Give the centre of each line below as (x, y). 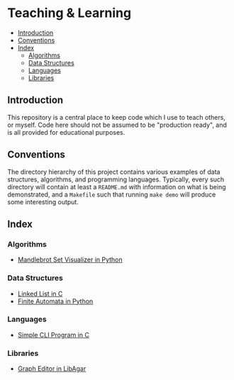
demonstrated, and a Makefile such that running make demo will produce (112, 194)
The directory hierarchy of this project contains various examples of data (114, 172)
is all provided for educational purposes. (66, 132)
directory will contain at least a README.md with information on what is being (117, 186)
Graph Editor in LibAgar (52, 369)
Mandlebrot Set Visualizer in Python (70, 259)
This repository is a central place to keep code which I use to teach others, (116, 117)
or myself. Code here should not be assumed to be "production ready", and (117, 125)
